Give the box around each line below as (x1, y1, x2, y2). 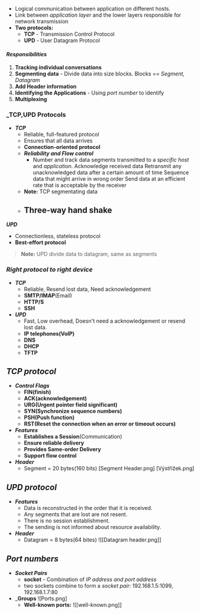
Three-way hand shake (23, 205, 113, 215)
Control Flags (14, 382, 50, 390)
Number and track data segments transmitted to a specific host (32, 156, 189, 163)
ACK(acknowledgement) (23, 395, 87, 402)
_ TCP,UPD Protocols (6, 111, 66, 119)
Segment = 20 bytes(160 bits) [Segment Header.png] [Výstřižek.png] (23, 465, 195, 472)
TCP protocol (6, 366, 56, 376)
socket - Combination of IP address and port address (23, 576, 157, 583)
